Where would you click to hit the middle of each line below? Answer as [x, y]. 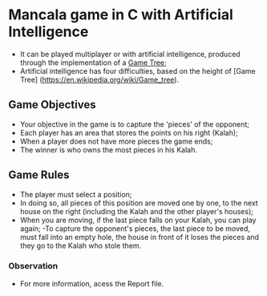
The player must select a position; [76, 194]
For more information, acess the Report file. [92, 283]
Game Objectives [52, 105]
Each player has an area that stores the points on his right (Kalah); [129, 132]
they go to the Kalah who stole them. [81, 245]
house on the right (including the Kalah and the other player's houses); [137, 211]
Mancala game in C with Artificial [121, 15]
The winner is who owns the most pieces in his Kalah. [109, 149]
